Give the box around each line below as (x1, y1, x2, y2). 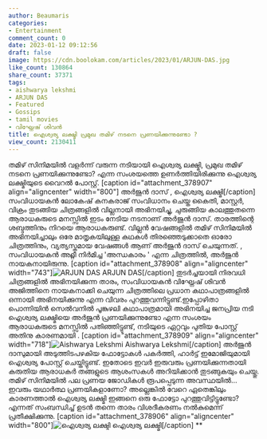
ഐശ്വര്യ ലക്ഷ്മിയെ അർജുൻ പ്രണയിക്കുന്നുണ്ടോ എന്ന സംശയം (8, 312, 211, 322)
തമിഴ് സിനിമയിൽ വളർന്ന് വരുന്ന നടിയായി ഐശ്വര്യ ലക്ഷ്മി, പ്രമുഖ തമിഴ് (8, 160, 243, 169)
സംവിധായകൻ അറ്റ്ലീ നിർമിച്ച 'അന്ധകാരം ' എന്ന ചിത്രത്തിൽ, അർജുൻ (8, 249, 239, 259)
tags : (8, 78, 26, 86)
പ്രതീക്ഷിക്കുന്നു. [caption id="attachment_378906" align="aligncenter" (8, 411, 235, 421)
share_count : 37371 (8, 71, 73, 79)
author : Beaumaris (8, 11, 69, 20)
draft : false (8, 49, 52, 57)
